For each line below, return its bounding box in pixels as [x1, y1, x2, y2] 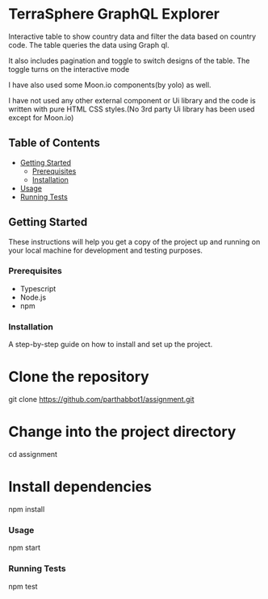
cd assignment [8, 450, 58, 459]
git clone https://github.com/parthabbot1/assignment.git [8, 395, 195, 404]
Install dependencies [8, 478, 152, 496]
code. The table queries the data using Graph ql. [8, 40, 170, 49]
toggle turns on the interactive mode [8, 64, 130, 73]
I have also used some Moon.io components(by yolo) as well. [8, 80, 211, 90]
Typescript [19, 283, 57, 293]
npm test [8, 581, 38, 591]
